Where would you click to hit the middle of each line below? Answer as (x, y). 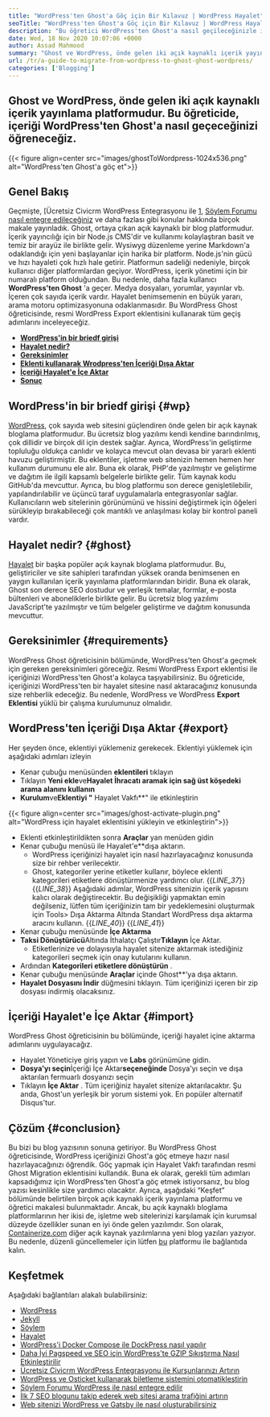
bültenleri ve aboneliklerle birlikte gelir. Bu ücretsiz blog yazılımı (113, 598)
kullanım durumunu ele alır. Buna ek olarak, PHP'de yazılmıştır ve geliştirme (133, 469)
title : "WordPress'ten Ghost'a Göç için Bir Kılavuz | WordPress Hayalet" (136, 16)
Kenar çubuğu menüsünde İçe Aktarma (86, 932)
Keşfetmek (36, 1276)
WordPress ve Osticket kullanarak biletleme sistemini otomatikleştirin (134, 1379)
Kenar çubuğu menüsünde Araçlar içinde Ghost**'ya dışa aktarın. (129, 974)
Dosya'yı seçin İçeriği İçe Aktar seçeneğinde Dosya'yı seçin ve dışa (131, 1068)
